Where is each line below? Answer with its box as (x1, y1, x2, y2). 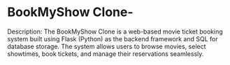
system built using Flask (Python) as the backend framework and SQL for (7, 34, 218, 43)
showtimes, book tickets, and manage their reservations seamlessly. (7, 50, 204, 58)
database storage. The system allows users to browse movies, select (7, 42, 206, 50)
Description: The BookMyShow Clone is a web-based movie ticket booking (7, 27, 224, 36)
